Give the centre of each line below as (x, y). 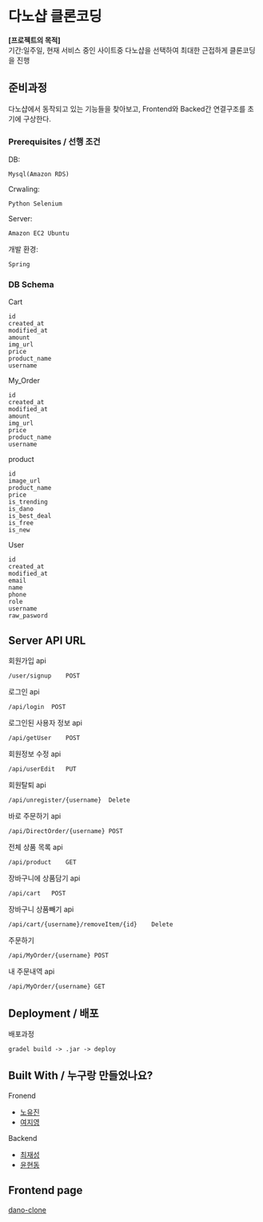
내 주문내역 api (32, 972)
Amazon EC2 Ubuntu (39, 233)
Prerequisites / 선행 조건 (55, 141)
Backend (23, 1138)
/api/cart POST (37, 894)
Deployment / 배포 (54, 1013)
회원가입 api (27, 661)
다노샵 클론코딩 (55, 16)
